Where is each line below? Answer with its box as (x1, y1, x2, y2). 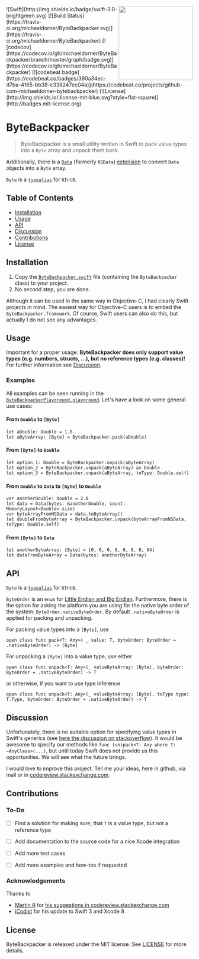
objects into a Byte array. (6, 164, 67, 171)
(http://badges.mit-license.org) (6, 100, 82, 107)
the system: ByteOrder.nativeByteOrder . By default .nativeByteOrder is (6, 608, 179, 615)
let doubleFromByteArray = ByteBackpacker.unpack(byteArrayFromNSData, (6, 516, 187, 523)
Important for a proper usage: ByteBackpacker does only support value (6, 349, 184, 356)
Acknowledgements (6, 876, 66, 884)
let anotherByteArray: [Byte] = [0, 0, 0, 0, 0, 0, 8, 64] (6, 547, 155, 553)
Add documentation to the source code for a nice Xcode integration (14, 838, 180, 845)
